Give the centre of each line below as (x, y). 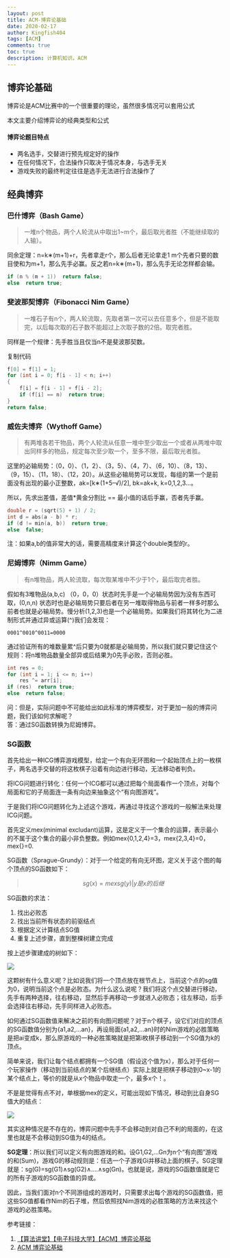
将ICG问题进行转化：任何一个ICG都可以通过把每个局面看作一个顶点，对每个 (114, 784)
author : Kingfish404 (37, 33)
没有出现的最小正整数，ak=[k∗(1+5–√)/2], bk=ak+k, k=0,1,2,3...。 (105, 483)
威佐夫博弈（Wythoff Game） (56, 426)
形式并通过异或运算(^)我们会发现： (62, 619)
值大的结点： (25, 1101)
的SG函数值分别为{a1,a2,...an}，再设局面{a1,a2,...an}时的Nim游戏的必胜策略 (113, 1029)
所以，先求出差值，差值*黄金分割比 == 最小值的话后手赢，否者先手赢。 (107, 497)
